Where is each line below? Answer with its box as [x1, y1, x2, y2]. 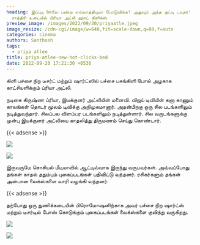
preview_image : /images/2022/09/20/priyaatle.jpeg [6, 20, 138, 26]
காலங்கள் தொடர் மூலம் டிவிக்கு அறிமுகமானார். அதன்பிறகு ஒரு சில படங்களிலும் [6, 103, 193, 110]
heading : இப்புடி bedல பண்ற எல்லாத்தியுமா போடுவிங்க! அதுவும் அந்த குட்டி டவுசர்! [6, 9, 191, 15]
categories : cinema [6, 32, 56, 38]
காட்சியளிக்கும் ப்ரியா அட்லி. [6, 84, 72, 91]
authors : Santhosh [6, 37, 53, 43]
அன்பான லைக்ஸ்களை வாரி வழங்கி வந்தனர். [6, 177, 109, 185]
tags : [6, 43, 20, 49]
